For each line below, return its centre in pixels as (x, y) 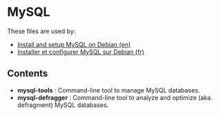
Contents (28, 74)
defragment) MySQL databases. (63, 105)
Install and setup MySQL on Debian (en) (74, 44)
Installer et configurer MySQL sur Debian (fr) (81, 52)
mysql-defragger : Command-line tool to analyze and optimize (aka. (115, 97)
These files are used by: (41, 31)
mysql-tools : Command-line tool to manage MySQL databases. (108, 90)
